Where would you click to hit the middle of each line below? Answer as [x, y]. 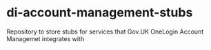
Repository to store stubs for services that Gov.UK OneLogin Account [105, 32]
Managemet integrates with [45, 38]
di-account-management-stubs [100, 13]
